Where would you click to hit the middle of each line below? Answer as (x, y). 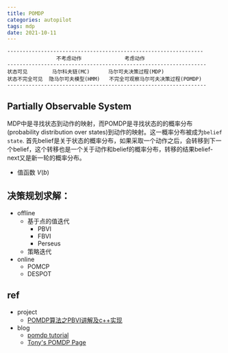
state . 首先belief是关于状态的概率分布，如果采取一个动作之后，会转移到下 (111, 141)
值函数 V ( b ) (33, 173)
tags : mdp (21, 26)
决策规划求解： (39, 196)
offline (26, 212)
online (26, 259)
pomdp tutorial (48, 335)
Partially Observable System (69, 106)
